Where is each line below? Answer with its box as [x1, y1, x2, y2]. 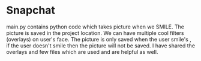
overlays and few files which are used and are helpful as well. [6, 48, 158, 55]
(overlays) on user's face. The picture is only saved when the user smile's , [6, 36, 192, 43]
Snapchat [6, 4, 56, 17]
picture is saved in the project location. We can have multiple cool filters [6, 29, 184, 36]
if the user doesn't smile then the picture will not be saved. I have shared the [6, 42, 196, 49]
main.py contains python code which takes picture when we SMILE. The [6, 23, 185, 30]
